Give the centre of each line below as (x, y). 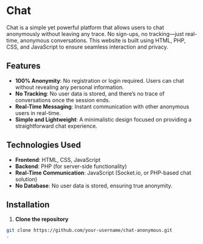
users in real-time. (38, 113)
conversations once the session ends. (63, 100)
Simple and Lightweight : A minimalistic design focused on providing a (103, 119)
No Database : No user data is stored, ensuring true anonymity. (94, 186)
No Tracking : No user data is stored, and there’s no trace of (90, 93)
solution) (26, 179)
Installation (28, 204)
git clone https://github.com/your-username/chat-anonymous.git (89, 231)
